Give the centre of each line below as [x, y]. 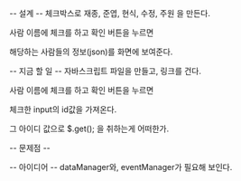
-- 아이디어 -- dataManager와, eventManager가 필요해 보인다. [121, 167]
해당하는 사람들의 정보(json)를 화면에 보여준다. [91, 52]
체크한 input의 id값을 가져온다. [63, 110]
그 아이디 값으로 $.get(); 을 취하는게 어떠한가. [89, 129]
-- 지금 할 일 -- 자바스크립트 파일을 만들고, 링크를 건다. [105, 71]
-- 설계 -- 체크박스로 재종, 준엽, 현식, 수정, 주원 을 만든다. [110, 13]
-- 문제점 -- [30, 148]
